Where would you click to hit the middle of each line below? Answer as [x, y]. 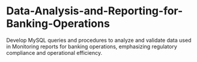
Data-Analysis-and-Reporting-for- [95, 11]
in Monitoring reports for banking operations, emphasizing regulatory [92, 46]
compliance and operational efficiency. [54, 52]
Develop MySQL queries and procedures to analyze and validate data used [99, 40]
